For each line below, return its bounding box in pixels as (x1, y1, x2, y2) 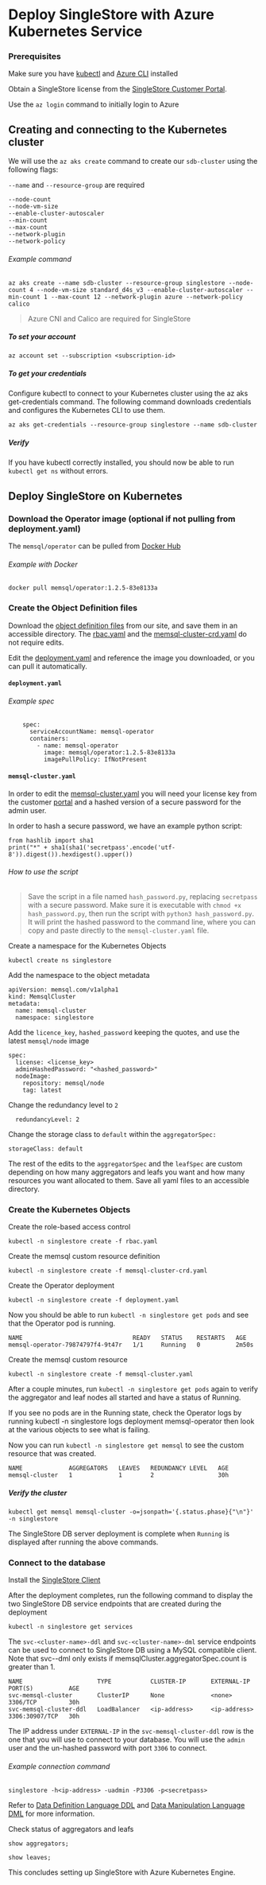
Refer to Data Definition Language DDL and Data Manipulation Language (8, 1800, 245, 1809)
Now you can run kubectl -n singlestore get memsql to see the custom (8, 1440, 245, 1450)
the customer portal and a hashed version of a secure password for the (8, 797, 241, 807)
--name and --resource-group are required (8, 181, 145, 190)
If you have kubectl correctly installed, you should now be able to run (8, 458, 234, 467)
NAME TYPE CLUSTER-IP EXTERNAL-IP (8, 1677, 250, 1686)
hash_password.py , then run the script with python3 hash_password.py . (27, 909, 255, 918)
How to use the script (8, 867, 79, 877)
